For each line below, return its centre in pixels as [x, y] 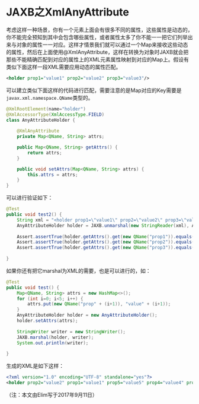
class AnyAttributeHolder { [41, 120]
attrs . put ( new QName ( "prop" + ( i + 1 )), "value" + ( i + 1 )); [99, 304]
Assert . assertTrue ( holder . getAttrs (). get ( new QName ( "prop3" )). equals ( [106, 248]
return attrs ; [45, 153]
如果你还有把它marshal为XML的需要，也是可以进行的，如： [78, 270]
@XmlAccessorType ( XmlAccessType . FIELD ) [55, 114]
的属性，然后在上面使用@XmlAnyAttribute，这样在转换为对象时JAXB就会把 [97, 52]
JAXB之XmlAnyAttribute [68, 12]
